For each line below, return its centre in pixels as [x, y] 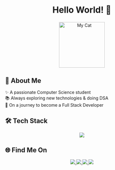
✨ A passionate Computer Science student [48, 92]
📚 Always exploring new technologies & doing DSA [57, 98]
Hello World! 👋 [82, 10]
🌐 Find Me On [26, 150]
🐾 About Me [23, 81]
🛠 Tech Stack [26, 121]
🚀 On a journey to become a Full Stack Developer [54, 105]
